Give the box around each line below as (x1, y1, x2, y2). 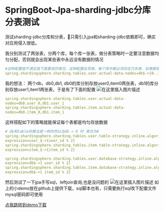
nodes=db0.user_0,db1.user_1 (5, 101, 64, 106)
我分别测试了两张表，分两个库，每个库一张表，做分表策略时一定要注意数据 (5, 50, 155, 56)
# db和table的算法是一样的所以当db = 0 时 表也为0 (5, 129, 99, 134)
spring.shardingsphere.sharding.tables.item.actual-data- (5, 105, 125, 110)
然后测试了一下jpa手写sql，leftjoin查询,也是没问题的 (5, 179, 109, 185)
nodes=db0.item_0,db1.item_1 (5, 110, 64, 115)
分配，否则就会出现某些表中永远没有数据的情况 (9, 56, 103, 62)
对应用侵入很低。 (5, 40, 40, 46)
